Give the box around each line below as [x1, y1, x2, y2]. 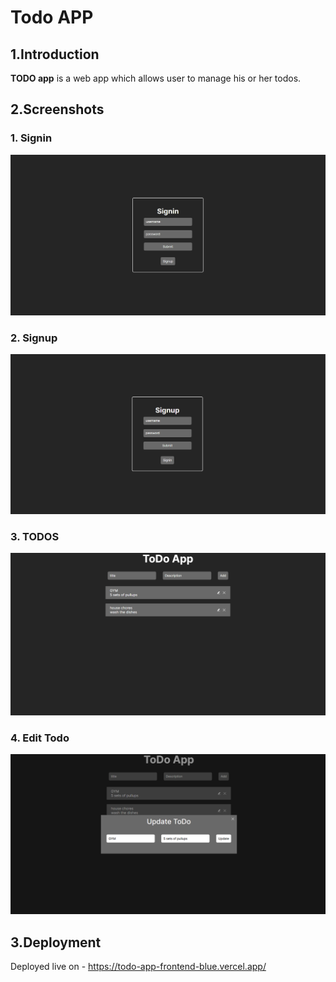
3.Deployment [10, 934, 102, 951]
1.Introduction [10, 46, 100, 63]
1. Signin [10, 131, 53, 145]
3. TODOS [10, 529, 60, 543]
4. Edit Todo [10, 731, 70, 745]
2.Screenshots [10, 101, 105, 118]
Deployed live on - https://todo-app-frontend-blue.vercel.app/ [10, 961, 267, 973]
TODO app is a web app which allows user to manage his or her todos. [10, 72, 302, 84]
